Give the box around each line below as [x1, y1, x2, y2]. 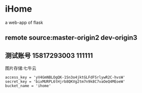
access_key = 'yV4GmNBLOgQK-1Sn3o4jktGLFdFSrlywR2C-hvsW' [5, 75, 125, 80]
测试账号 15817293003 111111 [5, 51, 93, 59]
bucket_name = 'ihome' [5, 84, 51, 89]
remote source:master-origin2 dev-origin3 [5, 34, 138, 42]
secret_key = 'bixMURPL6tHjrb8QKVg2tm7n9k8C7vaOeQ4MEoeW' [5, 79, 125, 84]
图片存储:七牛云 [5, 65, 37, 71]
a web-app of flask [5, 19, 43, 25]
